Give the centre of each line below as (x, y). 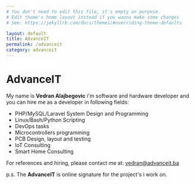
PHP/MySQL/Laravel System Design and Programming (81, 113)
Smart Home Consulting (44, 151)
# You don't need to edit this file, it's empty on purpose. (84, 12)
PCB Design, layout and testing (53, 139)
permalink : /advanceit (34, 45)
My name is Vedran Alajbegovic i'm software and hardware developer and (98, 96)
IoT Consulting (32, 145)
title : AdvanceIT (28, 39)
